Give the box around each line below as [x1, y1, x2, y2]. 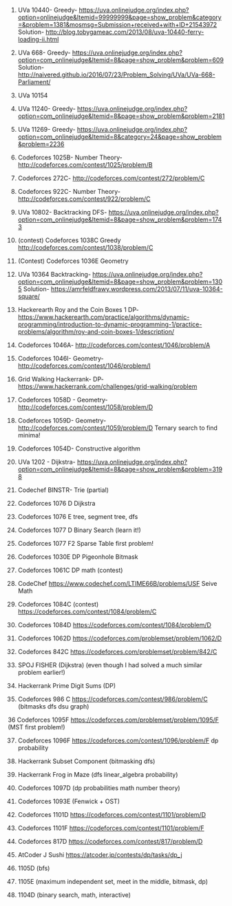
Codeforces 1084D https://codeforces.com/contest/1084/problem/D [17, 621, 212, 629]
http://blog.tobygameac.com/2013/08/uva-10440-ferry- [45, 28, 204, 36]
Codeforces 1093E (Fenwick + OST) [17, 797, 120, 805]
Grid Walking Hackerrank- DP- [17, 375, 104, 383]
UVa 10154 [17, 91, 48, 99]
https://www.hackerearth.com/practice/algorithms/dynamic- [17, 313, 190, 321]
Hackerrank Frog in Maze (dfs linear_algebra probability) [17, 771, 178, 778]
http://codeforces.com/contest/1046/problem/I [17, 362, 151, 370]
